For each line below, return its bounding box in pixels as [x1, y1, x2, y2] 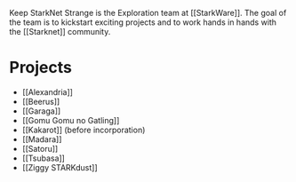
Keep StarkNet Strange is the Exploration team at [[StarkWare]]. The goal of [9, 8, 287, 18]
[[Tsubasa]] [21, 153, 65, 163]
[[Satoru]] [21, 143, 59, 154]
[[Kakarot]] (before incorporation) [21, 124, 146, 135]
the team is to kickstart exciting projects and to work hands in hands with [9, 17, 277, 28]
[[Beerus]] [21, 96, 60, 107]
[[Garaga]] [21, 106, 61, 116]
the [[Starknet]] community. [9, 27, 111, 36]
